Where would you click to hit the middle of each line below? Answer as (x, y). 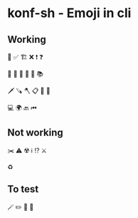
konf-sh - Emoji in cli (69, 13)
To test (23, 189)
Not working (36, 133)
